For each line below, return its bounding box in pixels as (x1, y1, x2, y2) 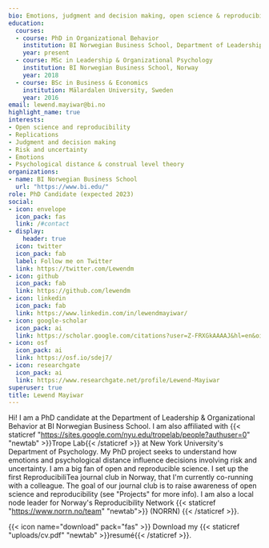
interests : (8, 116, 45, 124)
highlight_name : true (8, 109, 81, 117)
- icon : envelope (8, 205, 66, 213)
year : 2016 (22, 94, 59, 102)
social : (8, 198, 34, 206)
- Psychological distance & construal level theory (8, 161, 184, 169)
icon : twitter (15, 242, 62, 250)
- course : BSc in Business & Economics (15, 78, 149, 86)
